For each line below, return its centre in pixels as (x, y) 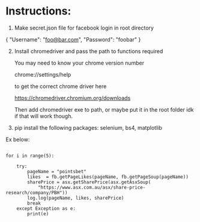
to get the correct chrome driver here (60, 86)
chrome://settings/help (43, 74)
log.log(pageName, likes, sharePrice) (76, 198)
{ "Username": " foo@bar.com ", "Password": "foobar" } (73, 39)
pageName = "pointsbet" (57, 171)
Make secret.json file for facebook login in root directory (84, 28)
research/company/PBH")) (37, 192)
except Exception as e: (46, 208)
